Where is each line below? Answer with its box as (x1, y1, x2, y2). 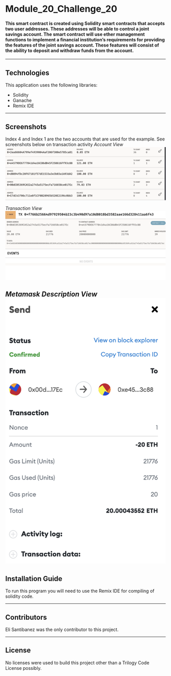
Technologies (5, 68, 50, 77)
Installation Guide (5, 574, 63, 583)
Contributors (5, 613, 47, 621)
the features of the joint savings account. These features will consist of (5, 42, 159, 48)
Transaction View (5, 205, 42, 212)
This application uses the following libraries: (5, 82, 98, 88)
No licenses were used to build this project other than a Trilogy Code (5, 660, 150, 666)
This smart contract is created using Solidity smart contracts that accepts (5, 20, 165, 26)
